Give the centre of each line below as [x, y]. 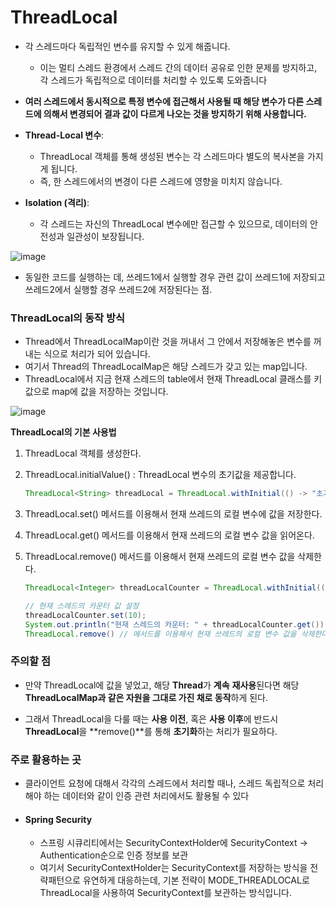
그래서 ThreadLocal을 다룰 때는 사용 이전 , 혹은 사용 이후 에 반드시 [151, 718]
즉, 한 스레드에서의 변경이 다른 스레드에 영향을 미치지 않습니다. [161, 181]
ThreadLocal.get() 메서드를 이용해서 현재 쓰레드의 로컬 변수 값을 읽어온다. [169, 535]
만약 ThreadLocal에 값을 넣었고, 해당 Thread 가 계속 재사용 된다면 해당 [162, 685]
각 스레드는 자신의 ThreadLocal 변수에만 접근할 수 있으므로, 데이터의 [173, 223]
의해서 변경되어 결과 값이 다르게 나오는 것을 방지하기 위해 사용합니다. [175, 113]
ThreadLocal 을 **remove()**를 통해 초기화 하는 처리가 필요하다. [151, 731]
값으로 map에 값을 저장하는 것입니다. [96, 392]
